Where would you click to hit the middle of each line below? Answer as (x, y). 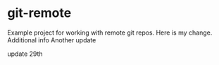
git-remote (39, 13)
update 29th (25, 54)
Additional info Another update (52, 40)
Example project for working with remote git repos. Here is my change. (110, 32)
